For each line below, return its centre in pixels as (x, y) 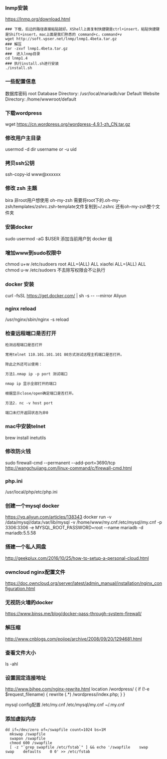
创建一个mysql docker (32, 506)
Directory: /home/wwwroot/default (41, 99)
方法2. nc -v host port (29, 403)
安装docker (19, 227)
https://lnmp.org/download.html (38, 19)
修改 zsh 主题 (21, 188)
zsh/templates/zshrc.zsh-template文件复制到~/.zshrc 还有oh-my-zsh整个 (81, 206)
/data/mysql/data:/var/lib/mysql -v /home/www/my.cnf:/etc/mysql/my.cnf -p (83, 522)
